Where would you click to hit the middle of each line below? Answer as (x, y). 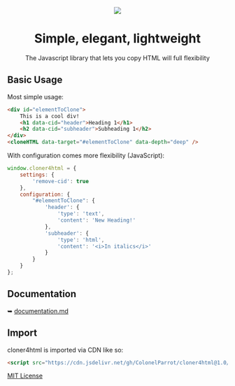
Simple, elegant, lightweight (117, 39)
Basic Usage (35, 80)
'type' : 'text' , (81, 214)
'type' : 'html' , (81, 240)
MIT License (25, 376)
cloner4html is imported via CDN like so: (65, 350)
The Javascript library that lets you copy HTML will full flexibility (117, 58)
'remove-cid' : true (61, 181)
